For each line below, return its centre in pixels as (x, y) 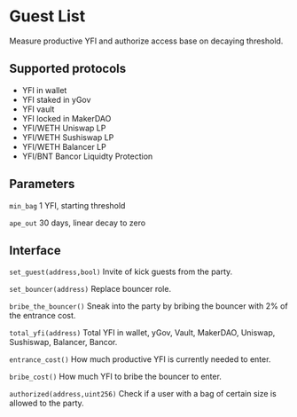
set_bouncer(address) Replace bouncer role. (90, 289)
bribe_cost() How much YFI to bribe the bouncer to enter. (115, 377)
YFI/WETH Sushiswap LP (68, 137)
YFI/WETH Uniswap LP (64, 128)
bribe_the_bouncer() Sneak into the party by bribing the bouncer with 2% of (148, 306)
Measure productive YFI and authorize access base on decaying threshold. (146, 41)
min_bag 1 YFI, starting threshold (67, 205)
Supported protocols (68, 69)
